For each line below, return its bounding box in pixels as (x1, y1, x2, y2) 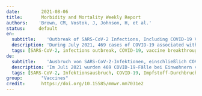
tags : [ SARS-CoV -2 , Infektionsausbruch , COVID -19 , (11, 70, 141, 76)
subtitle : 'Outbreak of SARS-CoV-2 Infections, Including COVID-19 (11, 36, 192, 42)
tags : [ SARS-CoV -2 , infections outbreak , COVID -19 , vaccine (11, 48, 165, 54)
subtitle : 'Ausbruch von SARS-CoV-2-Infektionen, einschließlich (11, 58, 187, 64)
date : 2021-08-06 (6, 8, 69, 15)
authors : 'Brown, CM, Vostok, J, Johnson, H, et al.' (6, 20, 152, 26)
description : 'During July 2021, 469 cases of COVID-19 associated (11, 42, 185, 48)
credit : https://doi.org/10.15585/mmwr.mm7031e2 (6, 81, 144, 87)
